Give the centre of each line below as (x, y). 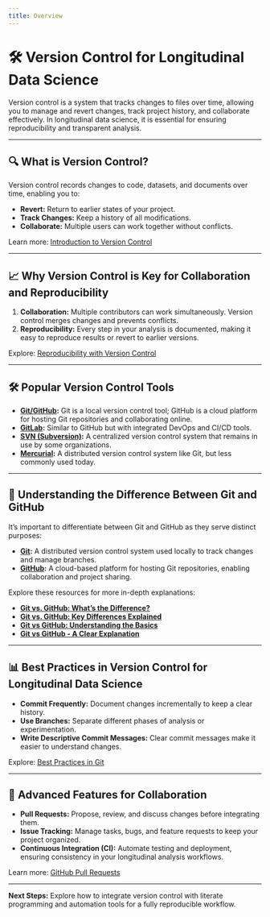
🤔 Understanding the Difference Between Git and (133, 495)
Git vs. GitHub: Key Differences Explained (91, 616)
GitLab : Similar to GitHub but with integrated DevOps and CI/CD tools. (136, 427)
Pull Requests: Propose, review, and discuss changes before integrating (139, 814)
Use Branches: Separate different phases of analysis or (112, 720)
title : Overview (35, 16)
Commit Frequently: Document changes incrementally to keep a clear (136, 703)
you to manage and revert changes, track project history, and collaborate (129, 110)
